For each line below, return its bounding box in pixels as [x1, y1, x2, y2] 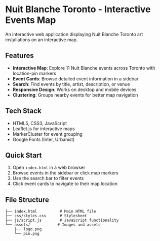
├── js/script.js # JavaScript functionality [5, 218, 119, 223]
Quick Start [5, 151, 42, 160]
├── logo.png [14, 227, 42, 232]
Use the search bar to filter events [12, 175, 84, 182]
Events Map [5, 14, 56, 26]
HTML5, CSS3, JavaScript [12, 120, 67, 126]
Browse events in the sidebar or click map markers [12, 170, 119, 176]
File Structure [5, 195, 49, 204]
